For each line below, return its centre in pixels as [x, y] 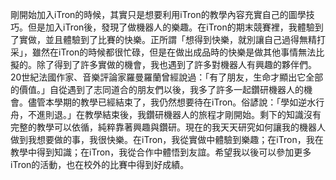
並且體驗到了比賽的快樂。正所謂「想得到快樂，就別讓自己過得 [172, 39]
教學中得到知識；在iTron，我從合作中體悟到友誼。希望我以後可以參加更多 [161, 152]
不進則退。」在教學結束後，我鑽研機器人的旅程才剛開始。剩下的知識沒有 [174, 114]
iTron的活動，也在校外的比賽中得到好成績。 [100, 164]
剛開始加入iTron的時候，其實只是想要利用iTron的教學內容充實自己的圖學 [158, 14]
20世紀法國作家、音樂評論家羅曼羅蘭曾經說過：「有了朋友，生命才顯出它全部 [167, 77]
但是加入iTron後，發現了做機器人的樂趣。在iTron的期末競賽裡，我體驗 [171, 27]
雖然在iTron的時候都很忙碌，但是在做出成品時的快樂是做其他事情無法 [174, 52]
